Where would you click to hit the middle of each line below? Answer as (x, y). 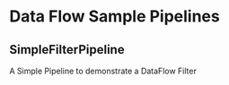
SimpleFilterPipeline (67, 50)
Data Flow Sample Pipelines (114, 17)
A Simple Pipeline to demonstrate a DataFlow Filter (103, 71)
